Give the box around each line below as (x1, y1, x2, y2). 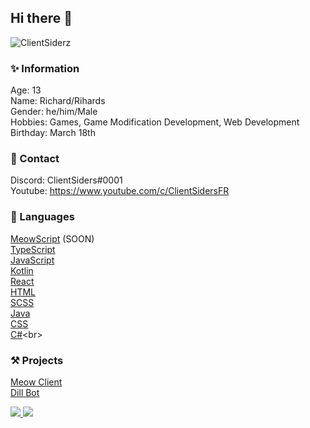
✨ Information (10, 61, 80, 75)
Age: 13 (10, 84, 42, 96)
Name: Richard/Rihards (10, 95, 106, 107)
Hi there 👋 (10, 10, 73, 27)
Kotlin (10, 264, 34, 276)
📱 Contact (10, 152, 60, 166)
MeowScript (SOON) (10, 232, 95, 245)
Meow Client (10, 376, 63, 388)
